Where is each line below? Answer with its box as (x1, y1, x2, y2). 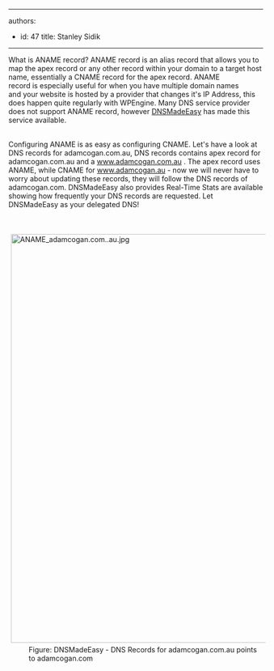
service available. (8, 115, 67, 125)
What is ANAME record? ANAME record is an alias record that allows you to (8, 55, 259, 65)
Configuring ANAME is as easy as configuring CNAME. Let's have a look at (8, 139, 258, 149)
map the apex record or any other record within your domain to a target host (8, 64, 263, 73)
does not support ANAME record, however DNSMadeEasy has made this (8, 107, 251, 116)
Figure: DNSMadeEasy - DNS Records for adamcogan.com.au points (28, 645, 257, 654)
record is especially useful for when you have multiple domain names (8, 81, 239, 90)
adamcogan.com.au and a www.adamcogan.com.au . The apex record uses (8, 157, 261, 166)
